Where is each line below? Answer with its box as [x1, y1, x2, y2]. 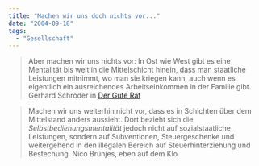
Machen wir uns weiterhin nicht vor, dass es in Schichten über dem [27, 106, 252, 116]
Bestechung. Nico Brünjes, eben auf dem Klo [27, 149, 178, 159]
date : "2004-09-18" [8, 19, 74, 27]
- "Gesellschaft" [15, 34, 74, 43]
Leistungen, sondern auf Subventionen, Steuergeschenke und [27, 132, 235, 142]
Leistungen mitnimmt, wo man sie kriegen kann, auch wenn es [27, 73, 236, 83]
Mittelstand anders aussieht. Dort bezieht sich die [27, 114, 194, 125]
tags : [8, 27, 27, 35]
